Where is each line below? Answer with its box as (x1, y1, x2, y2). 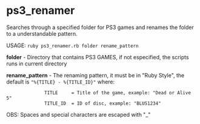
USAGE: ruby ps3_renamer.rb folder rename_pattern (6, 42, 139, 49)
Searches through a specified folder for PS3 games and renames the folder (6, 24, 194, 31)
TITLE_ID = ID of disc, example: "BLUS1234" (44, 100, 162, 106)
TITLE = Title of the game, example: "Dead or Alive (44, 90, 191, 96)
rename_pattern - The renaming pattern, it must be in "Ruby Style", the (6, 71, 185, 79)
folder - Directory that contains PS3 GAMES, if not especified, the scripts (6, 53, 189, 60)
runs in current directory (6, 60, 67, 67)
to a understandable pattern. (6, 30, 78, 37)
